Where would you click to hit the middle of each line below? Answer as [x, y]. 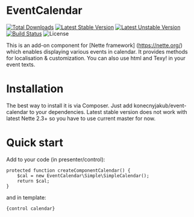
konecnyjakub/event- [160, 105]
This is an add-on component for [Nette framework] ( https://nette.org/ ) [94, 45]
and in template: [26, 197]
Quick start [35, 143]
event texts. [21, 64]
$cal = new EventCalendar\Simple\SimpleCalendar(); [83, 175]
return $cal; [33, 181]
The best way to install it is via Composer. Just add [69, 105]
